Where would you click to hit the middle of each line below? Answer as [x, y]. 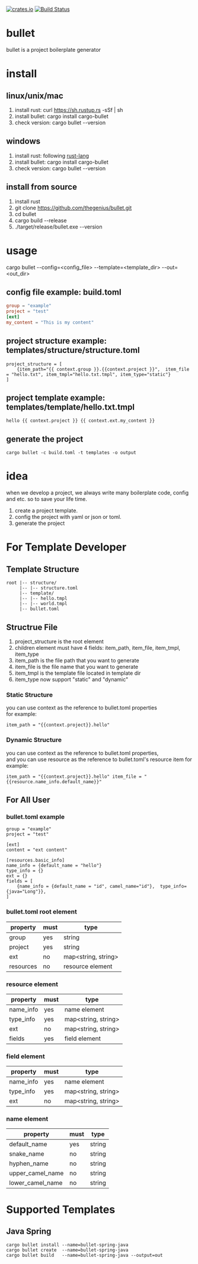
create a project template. [46, 511]
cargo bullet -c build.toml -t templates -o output [71, 453]
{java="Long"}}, [26, 892]
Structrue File [32, 627]
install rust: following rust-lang [52, 155]
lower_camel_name [36, 1183]
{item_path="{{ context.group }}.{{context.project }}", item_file [103, 369]
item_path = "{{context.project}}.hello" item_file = [74, 777]
